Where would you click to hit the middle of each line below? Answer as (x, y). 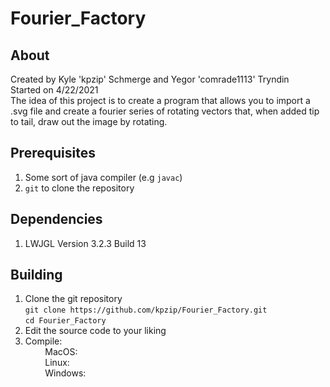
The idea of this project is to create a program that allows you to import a (160, 100)
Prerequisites (53, 153)
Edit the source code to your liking (95, 331)
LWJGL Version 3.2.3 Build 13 (85, 243)
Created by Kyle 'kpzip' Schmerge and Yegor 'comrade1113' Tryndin (150, 79)
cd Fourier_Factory (65, 321)
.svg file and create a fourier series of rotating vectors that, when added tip (165, 111)
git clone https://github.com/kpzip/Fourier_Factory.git (146, 310)
